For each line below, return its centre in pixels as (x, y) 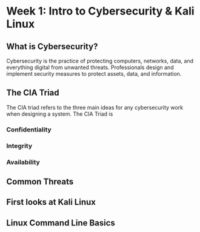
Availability (23, 162)
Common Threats (40, 181)
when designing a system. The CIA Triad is (60, 114)
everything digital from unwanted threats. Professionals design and (90, 67)
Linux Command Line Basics (61, 223)
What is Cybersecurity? (52, 46)
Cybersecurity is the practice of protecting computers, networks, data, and (100, 61)
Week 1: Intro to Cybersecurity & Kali (101, 11)
